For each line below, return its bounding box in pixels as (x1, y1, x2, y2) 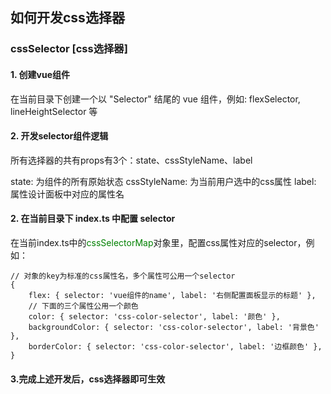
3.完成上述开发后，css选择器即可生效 (10, 373, 166, 385)
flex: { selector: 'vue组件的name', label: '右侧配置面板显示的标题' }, (28, 290, 317, 300)
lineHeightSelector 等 (10, 105, 98, 117)
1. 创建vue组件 (10, 68, 71, 80)
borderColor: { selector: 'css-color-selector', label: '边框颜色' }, (28, 341, 323, 352)
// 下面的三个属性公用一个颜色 (28, 301, 139, 311)
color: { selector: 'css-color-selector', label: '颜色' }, (28, 311, 281, 322)
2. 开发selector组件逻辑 (10, 130, 109, 142)
